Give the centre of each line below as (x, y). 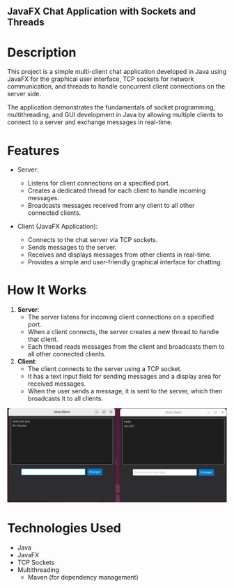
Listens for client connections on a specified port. (99, 183)
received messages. (56, 384)
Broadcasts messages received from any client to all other (111, 206)
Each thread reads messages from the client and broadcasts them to (126, 347)
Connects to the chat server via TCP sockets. (93, 240)
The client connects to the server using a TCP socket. (105, 369)
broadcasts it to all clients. (65, 399)
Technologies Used (64, 528)
